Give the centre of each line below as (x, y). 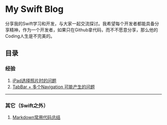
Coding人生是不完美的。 (30, 36)
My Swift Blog (34, 9)
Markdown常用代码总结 (36, 117)
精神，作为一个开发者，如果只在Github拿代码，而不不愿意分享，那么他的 (83, 30)
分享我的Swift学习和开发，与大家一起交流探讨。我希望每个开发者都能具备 (80, 23)
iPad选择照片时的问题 (34, 80)
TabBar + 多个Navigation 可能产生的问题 (54, 87)
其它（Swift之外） (27, 106)
